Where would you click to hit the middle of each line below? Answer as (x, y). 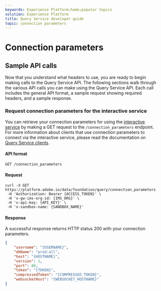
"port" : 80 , (26, 265)
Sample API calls (31, 66)
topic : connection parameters (36, 23)
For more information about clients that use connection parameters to (75, 132)
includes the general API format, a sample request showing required (73, 93)
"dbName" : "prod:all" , (37, 252)
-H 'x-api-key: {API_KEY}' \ (37, 202)
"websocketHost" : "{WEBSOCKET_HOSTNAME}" (56, 279)
